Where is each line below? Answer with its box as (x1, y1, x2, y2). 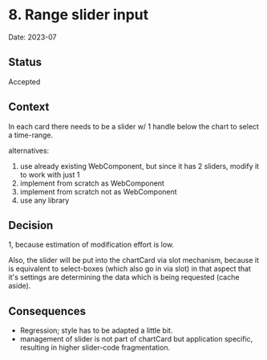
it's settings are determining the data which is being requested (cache (8, 272, 240, 282)
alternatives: (8, 145, 50, 155)
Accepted (8, 76, 41, 86)
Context (8, 100, 50, 114)
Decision (8, 219, 54, 232)
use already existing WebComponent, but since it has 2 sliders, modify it (19, 161, 259, 170)
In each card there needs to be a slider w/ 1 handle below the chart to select (8, 121, 259, 131)
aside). (8, 281, 31, 291)
